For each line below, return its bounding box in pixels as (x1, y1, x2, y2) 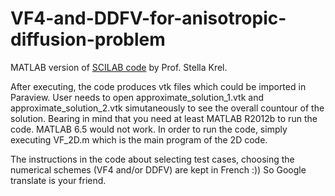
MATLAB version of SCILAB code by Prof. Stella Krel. (10, 61, 228, 73)
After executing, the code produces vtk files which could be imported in (10, 80, 307, 92)
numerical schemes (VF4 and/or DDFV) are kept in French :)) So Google (10, 163, 307, 176)
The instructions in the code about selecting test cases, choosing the (10, 153, 295, 165)
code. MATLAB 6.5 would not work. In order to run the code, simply (10, 123, 288, 135)
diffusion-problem (10, 28, 166, 51)
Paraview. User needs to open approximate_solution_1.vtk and (10, 91, 265, 103)
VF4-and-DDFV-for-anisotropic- (10, 7, 287, 30)
